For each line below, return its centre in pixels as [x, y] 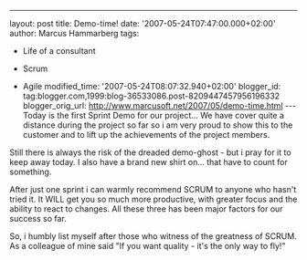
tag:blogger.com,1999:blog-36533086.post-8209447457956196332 [151, 96]
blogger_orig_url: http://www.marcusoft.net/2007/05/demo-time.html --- [159, 105]
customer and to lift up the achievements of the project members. [146, 135]
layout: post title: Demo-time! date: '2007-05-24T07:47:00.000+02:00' [143, 23]
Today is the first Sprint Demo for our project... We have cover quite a [153, 115]
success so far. [38, 218]
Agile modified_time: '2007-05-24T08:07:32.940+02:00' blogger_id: [152, 86]
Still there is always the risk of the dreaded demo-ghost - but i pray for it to [150, 152]
